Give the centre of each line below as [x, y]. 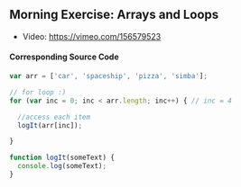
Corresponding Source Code [64, 57]
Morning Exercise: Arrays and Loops [114, 15]
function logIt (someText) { [62, 158]
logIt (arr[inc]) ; [50, 125]
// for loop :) [38, 92]
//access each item [54, 117]
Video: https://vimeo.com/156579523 [92, 36]
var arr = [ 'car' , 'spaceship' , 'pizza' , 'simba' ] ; [108, 76]
